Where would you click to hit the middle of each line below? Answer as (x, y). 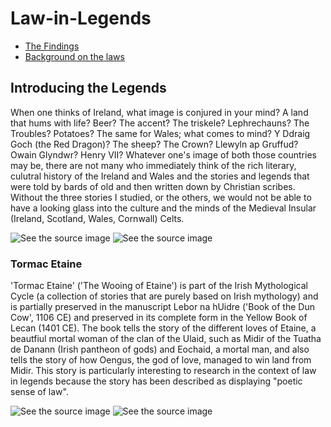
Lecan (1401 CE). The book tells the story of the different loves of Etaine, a (163, 328)
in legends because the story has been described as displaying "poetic (156, 381)
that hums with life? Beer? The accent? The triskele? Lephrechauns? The (160, 123)
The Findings (52, 46)
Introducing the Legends (88, 88)
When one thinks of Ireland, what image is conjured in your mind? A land (159, 112)
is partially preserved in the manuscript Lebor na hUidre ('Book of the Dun (162, 307)
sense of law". (39, 392)
